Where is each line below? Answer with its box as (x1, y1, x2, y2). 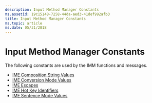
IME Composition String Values (12, 72, 75, 78)
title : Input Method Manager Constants (5, 16, 86, 21)
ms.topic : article (5, 21, 42, 26)
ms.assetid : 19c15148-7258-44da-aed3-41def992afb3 (5, 12, 110, 17)
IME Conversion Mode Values (12, 77, 72, 83)
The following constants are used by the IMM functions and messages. (5, 62, 148, 68)
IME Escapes (12, 82, 38, 88)
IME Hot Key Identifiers (12, 87, 58, 93)
